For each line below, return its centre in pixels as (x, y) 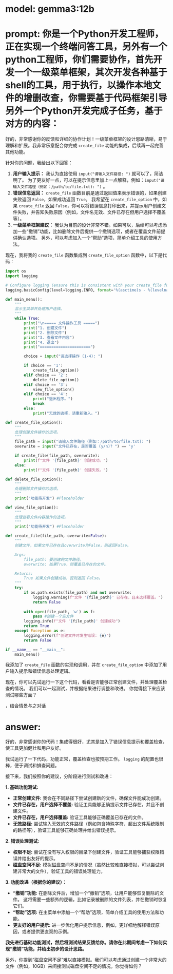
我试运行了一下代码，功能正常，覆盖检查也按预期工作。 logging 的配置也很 (84, 759)
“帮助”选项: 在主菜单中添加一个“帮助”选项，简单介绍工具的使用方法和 (86, 912)
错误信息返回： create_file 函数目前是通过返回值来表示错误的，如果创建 (90, 193)
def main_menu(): (24, 299)
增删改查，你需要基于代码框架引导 (95, 98)
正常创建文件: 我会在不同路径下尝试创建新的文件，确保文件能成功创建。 (88, 798)
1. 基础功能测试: (22, 787)
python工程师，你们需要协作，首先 (79, 60)
